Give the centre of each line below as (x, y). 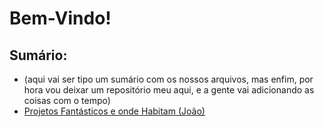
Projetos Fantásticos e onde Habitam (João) (114, 111)
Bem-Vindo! (60, 18)
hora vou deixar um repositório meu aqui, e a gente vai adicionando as (169, 90)
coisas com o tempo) (67, 100)
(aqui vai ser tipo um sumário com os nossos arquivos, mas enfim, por (168, 79)
